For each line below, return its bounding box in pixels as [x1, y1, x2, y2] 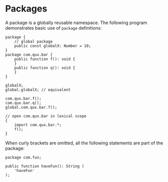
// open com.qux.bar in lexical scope [5, 113, 87, 118]
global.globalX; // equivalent [5, 87, 71, 92]
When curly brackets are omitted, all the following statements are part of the [5, 140, 163, 146]
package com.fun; [5, 155, 42, 160]
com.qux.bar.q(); [5, 100, 42, 105]
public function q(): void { [14, 65, 75, 70]
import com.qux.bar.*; [14, 122, 62, 127]
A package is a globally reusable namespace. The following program [5, 20, 147, 26]
